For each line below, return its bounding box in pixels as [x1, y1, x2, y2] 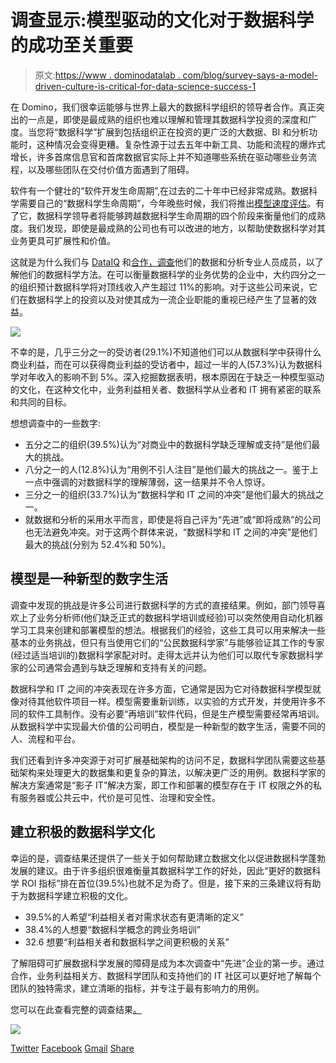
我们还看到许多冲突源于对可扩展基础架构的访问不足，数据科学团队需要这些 [10, 754, 317, 766]
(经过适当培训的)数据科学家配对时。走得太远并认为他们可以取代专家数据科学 [10, 649, 324, 661]
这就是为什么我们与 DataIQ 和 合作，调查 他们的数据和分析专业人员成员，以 [10, 256, 315, 268]
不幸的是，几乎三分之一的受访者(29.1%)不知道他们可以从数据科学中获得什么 [10, 346, 322, 358]
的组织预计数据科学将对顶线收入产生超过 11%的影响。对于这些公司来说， [10, 281, 310, 293]
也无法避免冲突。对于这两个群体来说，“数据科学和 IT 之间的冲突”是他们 [24, 526, 318, 538]
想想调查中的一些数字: [10, 417, 102, 429]
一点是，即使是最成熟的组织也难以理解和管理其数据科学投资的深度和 [27, 113, 308, 125]
